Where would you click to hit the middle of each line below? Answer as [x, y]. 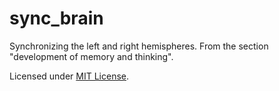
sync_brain [56, 18]
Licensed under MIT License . [69, 76]
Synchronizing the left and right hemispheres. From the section [139, 46]
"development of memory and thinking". [91, 56]
